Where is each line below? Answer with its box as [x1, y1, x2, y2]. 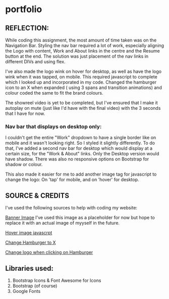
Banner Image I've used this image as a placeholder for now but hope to [5, 215, 155, 221]
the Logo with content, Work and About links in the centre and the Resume [5, 48, 160, 54]
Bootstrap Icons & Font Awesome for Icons [12, 277, 101, 283]
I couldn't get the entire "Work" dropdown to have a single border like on [5, 135, 156, 141]
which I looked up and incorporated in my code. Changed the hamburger [5, 79, 157, 85]
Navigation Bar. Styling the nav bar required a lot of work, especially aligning [5, 42, 164, 49]
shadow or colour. [5, 161, 43, 167]
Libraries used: [5, 264, 54, 273]
